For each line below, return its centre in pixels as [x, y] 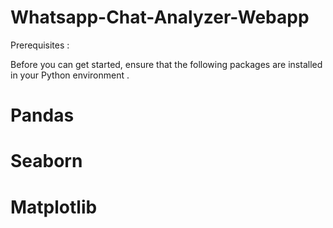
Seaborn [46, 161]
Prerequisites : [40, 45]
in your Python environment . [70, 75]
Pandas [42, 115]
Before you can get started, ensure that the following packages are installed [166, 64]
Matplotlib [54, 207]
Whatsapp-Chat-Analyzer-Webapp [160, 17]
